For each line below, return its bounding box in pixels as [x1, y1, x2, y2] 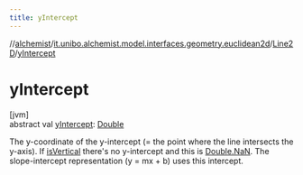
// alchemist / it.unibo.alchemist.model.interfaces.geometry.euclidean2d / [9, 38, 273, 49]
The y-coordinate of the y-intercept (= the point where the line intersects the [9, 136, 294, 147]
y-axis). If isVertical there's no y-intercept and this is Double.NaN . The [9, 145, 270, 156]
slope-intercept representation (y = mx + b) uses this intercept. [9, 155, 243, 166]
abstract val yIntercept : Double [9, 118, 124, 129]
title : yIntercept [9, 13, 78, 23]
